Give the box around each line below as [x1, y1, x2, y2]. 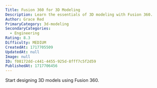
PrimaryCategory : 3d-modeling [5, 21, 69, 27]
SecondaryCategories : [5, 26, 51, 31]
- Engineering [10, 31, 40, 36]
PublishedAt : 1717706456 [5, 63, 58, 68]
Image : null [5, 54, 30, 59]
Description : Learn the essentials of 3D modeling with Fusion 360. [5, 12, 153, 17]
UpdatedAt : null [5, 49, 40, 54]
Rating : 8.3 [5, 36, 30, 41]
